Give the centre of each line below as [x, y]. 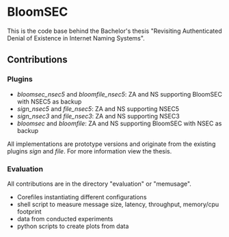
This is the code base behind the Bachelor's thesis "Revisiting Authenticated [114, 31]
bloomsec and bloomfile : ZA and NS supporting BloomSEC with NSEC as [119, 123]
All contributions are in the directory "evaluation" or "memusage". [99, 184]
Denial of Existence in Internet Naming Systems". [76, 38]
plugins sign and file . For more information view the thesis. [90, 151]
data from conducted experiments [65, 219]
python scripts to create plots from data [73, 226]
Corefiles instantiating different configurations [82, 197]
